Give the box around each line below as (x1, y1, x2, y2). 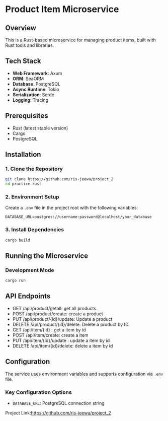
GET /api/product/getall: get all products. (12, 305, 98, 311)
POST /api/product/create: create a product (12, 311, 103, 317)
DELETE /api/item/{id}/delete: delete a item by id (12, 342, 113, 348)
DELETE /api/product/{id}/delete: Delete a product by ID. (12, 321, 130, 327)
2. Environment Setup (5, 193, 59, 200)
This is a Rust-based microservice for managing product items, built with (5, 37, 156, 43)
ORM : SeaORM (12, 76, 44, 82)
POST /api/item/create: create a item (12, 332, 89, 338)
